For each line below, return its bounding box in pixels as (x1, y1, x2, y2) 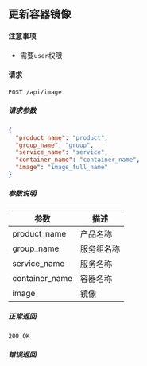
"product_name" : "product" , (15, 133, 109, 141)
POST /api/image (8, 88, 62, 96)
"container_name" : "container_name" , (15, 156, 141, 164)
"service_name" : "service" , (15, 148, 109, 156)
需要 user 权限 (19, 50, 63, 60)
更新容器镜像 (8, 7, 72, 21)
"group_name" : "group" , (15, 141, 94, 149)
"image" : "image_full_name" (15, 164, 109, 171)
